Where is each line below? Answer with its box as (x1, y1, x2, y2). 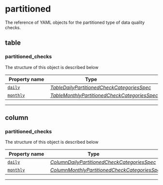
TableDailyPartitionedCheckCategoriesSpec (50, 84, 151, 91)
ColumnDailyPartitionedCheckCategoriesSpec (50, 159, 156, 166)
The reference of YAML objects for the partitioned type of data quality (5, 19, 145, 25)
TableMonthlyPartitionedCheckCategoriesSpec (50, 92, 159, 99)
